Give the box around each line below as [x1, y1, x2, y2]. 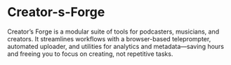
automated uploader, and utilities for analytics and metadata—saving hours [7, 42, 225, 50]
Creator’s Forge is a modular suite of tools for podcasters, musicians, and [7, 27, 220, 36]
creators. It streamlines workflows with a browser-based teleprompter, [7, 34, 211, 43]
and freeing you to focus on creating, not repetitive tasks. [7, 50, 173, 58]
